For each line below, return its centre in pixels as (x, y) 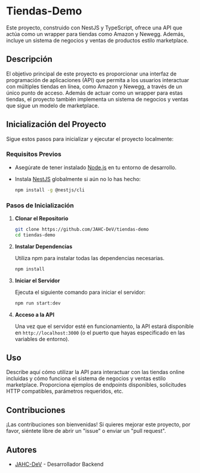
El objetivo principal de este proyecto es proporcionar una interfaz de (92, 74)
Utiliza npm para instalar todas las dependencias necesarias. (90, 258)
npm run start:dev (38, 303)
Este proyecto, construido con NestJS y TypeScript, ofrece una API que (94, 28)
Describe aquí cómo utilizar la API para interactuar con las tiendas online (96, 372)
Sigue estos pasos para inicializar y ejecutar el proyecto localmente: (90, 138)
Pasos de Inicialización (40, 205)
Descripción (29, 59)
